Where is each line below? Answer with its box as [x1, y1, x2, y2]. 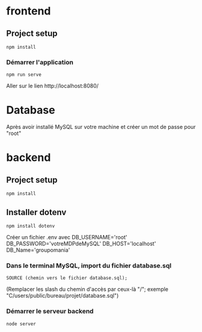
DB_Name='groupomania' [6, 246, 70, 254]
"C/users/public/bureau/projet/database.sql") [6, 292, 119, 299]
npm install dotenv [6, 223, 55, 230]
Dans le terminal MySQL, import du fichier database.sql [6, 261, 172, 269]
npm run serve [6, 72, 42, 78]
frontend [6, 4, 51, 18]
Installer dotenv [6, 207, 67, 218]
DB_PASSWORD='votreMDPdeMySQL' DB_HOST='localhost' [6, 240, 156, 248]
